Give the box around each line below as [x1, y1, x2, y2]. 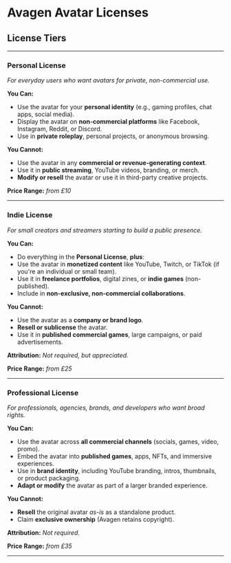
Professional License [7, 388, 79, 397]
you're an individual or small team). [16, 267, 117, 276]
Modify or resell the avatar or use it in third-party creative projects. [16, 173, 208, 181]
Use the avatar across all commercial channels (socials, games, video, [16, 437, 219, 445]
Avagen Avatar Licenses [7, 5, 149, 21]
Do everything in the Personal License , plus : [16, 252, 144, 261]
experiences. [16, 459, 54, 467]
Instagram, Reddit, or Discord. [16, 125, 102, 133]
